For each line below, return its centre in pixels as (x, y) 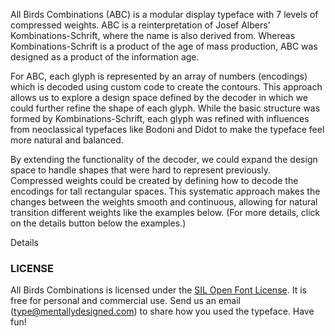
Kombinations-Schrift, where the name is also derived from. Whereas (153, 35)
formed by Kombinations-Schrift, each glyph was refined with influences (160, 118)
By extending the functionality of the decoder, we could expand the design (164, 159)
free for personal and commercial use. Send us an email (125, 301)
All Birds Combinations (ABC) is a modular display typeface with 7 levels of (164, 14)
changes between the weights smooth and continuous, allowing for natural (164, 202)
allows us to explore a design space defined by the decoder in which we (159, 97)
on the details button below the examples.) (98, 223)
